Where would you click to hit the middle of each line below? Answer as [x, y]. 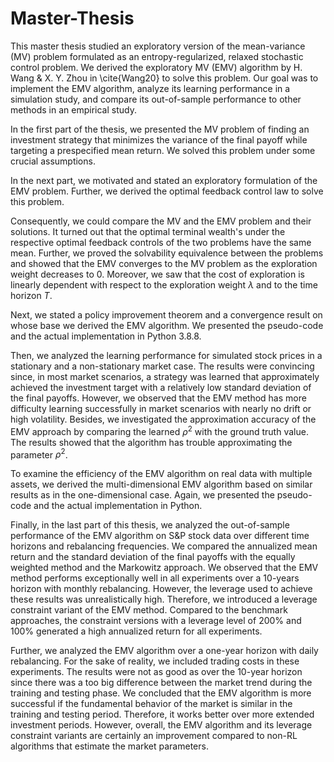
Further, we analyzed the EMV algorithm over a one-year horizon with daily [164, 651]
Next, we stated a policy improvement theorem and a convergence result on [166, 314]
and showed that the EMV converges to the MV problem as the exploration [164, 263]
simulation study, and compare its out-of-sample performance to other [156, 99]
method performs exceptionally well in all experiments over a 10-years [155, 578]
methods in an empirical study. [73, 109]
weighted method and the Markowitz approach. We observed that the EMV [164, 568]
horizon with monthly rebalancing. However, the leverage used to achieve [161, 589]
